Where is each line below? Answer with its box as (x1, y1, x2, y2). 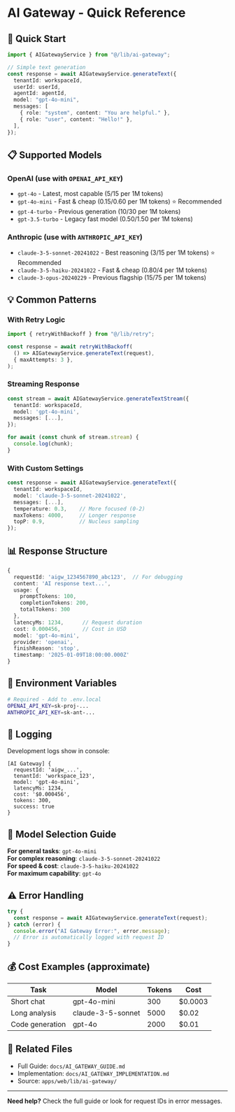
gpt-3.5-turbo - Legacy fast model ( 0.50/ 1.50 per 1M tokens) (17, 215, 194, 223)
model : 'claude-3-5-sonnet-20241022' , (13, 492, 127, 499)
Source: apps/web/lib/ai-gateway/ (17, 1076, 117, 1085)
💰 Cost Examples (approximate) (7, 960, 150, 973)
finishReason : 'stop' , (13, 645, 80, 652)
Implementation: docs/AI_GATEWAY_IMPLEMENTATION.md (17, 1069, 170, 1078)
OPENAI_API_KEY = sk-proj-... (7, 702, 90, 709)
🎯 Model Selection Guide (7, 828, 117, 840)
